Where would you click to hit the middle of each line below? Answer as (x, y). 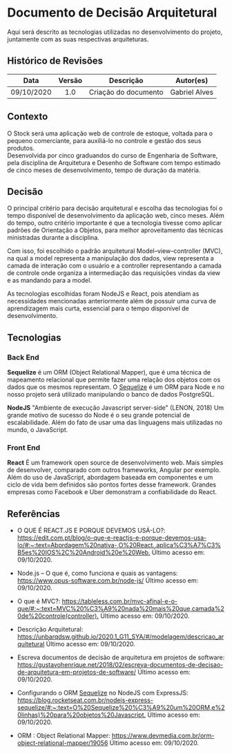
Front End (24, 447)
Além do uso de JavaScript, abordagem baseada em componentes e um (110, 478)
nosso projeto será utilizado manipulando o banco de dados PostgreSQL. (111, 395)
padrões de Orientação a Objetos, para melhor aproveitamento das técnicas (115, 230)
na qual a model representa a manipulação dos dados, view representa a (110, 258)
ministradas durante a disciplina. (54, 238)
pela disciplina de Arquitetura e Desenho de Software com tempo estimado (114, 162)
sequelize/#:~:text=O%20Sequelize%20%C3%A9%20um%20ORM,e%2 (121, 708)
